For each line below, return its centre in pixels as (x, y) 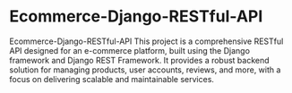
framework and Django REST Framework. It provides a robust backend (140, 60)
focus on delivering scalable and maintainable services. (112, 79)
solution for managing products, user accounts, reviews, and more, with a (145, 70)
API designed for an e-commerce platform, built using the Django (130, 50)
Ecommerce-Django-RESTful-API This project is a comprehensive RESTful (146, 41)
